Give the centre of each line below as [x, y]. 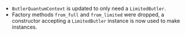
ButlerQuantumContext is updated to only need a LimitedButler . [89, 8]
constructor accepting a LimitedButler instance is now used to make [96, 21]
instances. [24, 27]
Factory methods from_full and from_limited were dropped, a [88, 15]
